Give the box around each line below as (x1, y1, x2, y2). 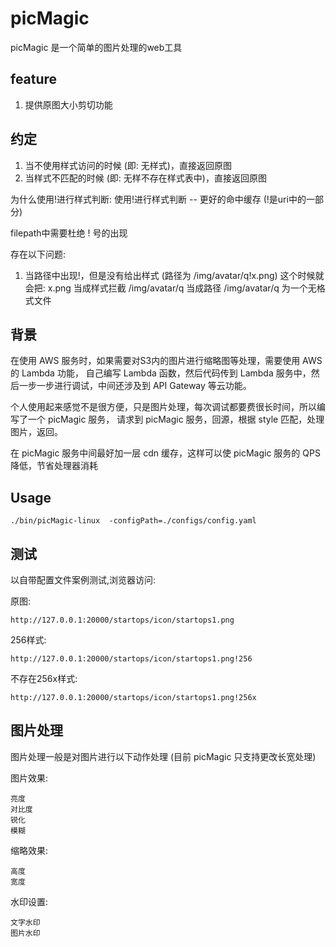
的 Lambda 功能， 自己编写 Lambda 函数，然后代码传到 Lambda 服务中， (10, 367, 312, 379)
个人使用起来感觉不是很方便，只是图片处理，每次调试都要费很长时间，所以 (10, 401, 317, 413)
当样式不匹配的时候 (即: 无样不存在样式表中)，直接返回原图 (24, 172, 267, 184)
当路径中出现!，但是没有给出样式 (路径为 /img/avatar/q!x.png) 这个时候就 (24, 269, 325, 281)
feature (10, 71, 58, 88)
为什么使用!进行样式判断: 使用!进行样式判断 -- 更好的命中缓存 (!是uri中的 (10, 193, 307, 205)
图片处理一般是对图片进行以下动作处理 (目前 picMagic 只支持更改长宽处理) (10, 750, 317, 762)
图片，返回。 (10, 426, 63, 438)
